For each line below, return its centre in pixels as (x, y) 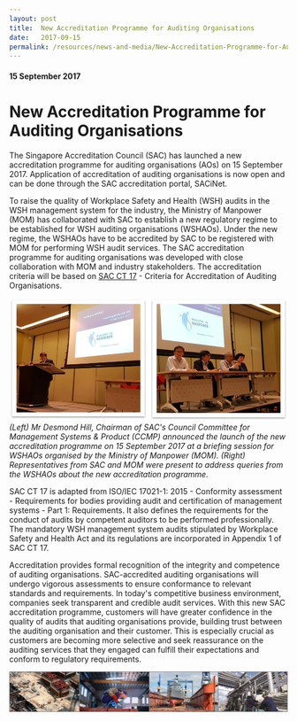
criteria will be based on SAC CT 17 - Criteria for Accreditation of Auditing (143, 275)
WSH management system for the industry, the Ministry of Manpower (136, 210)
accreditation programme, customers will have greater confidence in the (141, 612)
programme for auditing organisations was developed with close (126, 257)
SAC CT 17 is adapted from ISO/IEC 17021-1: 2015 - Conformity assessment (146, 492)
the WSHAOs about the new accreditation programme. (109, 475)
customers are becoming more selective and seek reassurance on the (137, 640)
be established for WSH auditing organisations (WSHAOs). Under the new (144, 229)
